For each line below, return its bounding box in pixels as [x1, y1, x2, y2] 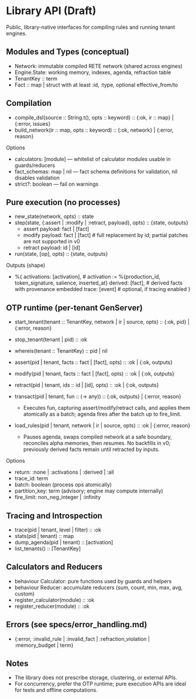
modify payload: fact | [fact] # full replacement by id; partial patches [23, 232, 188, 239]
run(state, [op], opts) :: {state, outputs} [14, 250, 108, 257]
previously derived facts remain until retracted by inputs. [23, 446, 160, 453]
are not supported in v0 [23, 238, 80, 245]
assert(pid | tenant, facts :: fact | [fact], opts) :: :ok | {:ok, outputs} [14, 359, 173, 366]
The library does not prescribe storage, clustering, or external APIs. [14, 674, 177, 681]
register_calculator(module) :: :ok [14, 596, 95, 603]
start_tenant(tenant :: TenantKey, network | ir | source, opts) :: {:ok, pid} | [14, 319, 190, 326]
